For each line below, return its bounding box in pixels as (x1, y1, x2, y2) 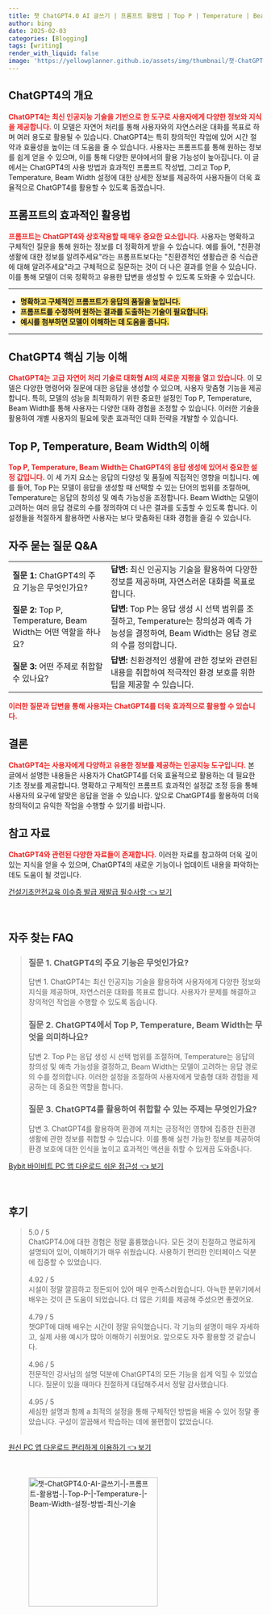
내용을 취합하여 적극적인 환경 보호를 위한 (110, 667, 256, 678)
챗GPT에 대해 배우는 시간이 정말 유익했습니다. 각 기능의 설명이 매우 (27, 1322, 239, 1331)
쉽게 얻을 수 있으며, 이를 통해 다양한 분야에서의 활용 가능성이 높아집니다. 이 (16, 152, 252, 162)
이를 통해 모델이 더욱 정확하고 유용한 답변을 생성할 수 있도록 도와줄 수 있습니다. (8, 271, 256, 281)
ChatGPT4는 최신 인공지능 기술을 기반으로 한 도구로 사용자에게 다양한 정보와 (8, 111, 248, 121)
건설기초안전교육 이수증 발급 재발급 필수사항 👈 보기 (8, 886, 173, 897)
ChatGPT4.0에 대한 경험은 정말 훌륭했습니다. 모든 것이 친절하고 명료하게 (27, 1237, 256, 1247)
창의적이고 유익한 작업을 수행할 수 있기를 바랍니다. (8, 801, 166, 810)
